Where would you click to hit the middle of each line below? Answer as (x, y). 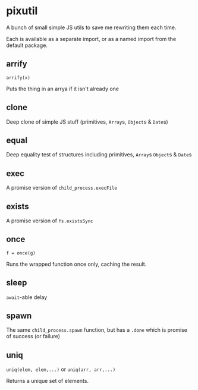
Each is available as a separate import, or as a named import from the (91, 39)
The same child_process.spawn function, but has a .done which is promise (97, 330)
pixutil (22, 11)
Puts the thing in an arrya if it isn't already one (63, 89)
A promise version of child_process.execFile (62, 188)
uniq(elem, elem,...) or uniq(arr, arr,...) (61, 369)
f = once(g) (21, 253)
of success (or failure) (33, 336)
